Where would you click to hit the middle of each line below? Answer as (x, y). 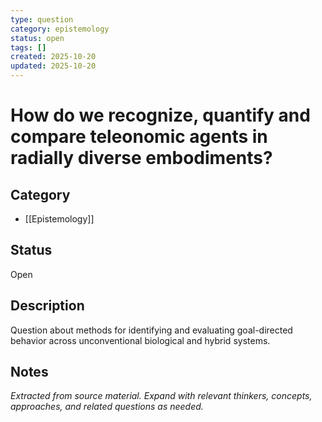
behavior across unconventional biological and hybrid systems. (140, 340)
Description (47, 306)
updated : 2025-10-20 (53, 66)
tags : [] (28, 47)
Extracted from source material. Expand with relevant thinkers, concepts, (161, 396)
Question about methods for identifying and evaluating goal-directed (151, 330)
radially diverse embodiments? (141, 158)
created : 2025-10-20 (53, 57)
